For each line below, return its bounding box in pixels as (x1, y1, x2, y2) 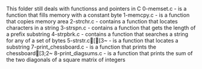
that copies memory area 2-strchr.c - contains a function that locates (6, 18, 178, 25)
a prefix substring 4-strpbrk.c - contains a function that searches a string (6, 31, 189, 38)
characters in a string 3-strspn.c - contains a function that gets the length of (6, 24, 196, 31)
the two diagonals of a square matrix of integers (6, 56, 125, 63)
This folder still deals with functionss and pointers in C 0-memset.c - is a (6, 5, 187, 12)
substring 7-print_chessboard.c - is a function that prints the (6, 43, 157, 50)
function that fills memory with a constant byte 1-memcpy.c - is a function (6, 11, 190, 19)
